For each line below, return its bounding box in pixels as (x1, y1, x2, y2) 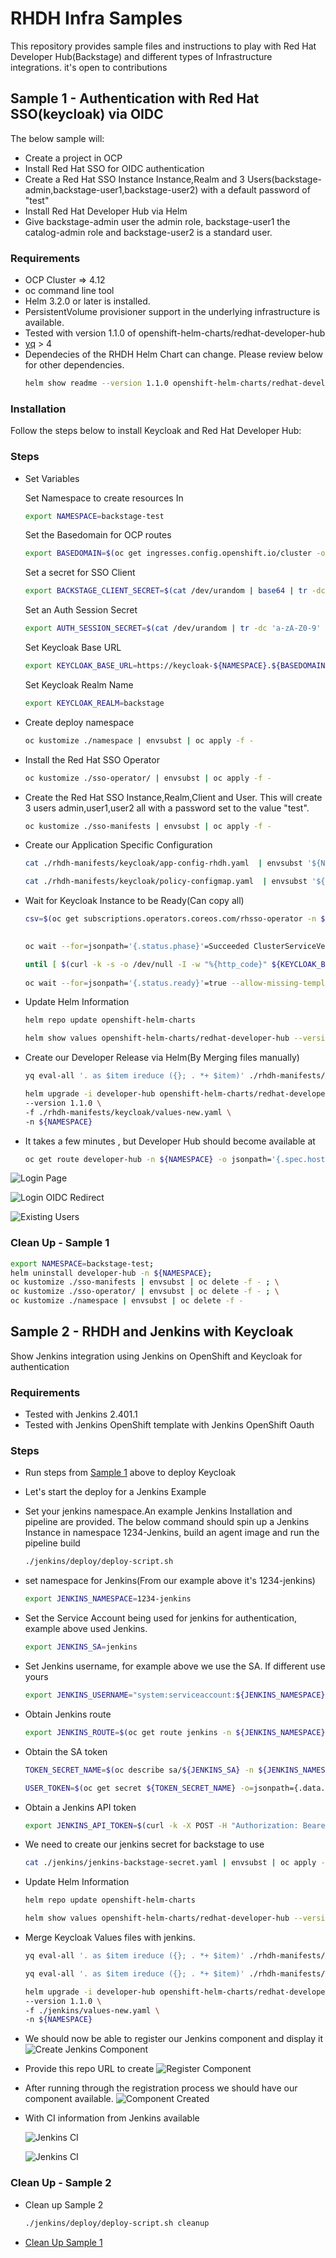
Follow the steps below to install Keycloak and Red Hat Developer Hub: (10, 425, 302, 437)
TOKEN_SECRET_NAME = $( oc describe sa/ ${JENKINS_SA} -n (24, 1765, 254, 1775)
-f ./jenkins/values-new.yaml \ (24, 2005, 160, 2016)
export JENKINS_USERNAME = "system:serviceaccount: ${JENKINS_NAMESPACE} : (24, 1690, 330, 1701)
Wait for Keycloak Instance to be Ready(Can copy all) (24, 895, 245, 907)
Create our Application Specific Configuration (24, 839, 213, 851)
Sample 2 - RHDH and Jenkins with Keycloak (10, 1323, 294, 1341)
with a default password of (200, 183, 311, 196)
